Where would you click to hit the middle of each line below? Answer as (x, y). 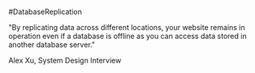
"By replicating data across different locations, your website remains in (127, 27)
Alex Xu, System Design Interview (65, 60)
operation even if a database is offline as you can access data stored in (127, 36)
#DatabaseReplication (45, 12)
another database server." (52, 45)
